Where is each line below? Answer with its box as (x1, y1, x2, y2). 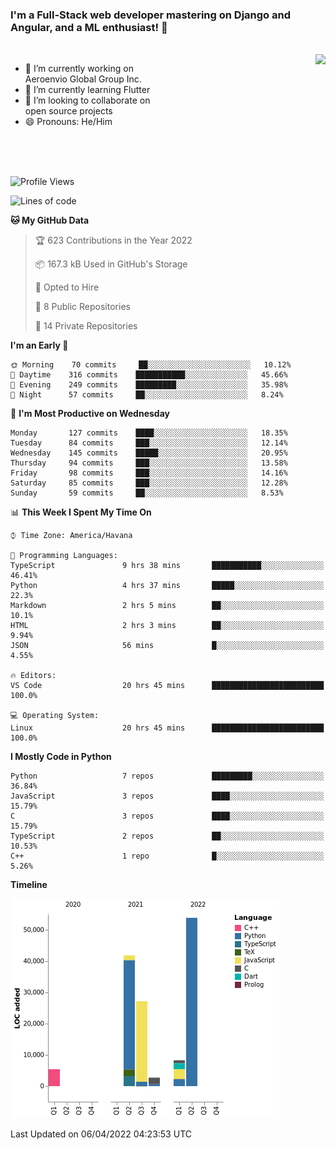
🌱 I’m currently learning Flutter (24, 84, 151, 96)
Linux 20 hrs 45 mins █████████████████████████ (10, 723, 325, 733)
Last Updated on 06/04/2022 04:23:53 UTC (10, 1128, 192, 1140)
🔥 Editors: (10, 671, 57, 681)
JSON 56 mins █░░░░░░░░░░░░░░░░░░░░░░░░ (10, 641, 325, 651)
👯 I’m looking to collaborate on (24, 94, 151, 107)
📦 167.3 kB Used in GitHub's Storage (34, 258, 188, 270)
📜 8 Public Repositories (34, 301, 131, 313)
